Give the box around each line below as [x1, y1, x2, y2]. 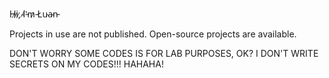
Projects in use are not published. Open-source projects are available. [9, 28, 297, 40]
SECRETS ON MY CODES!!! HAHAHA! [9, 58, 164, 70]
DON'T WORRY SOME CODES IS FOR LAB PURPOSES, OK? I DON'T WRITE [9, 48, 319, 59]
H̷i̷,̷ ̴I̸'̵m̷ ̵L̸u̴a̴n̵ [9, 8, 59, 20]
